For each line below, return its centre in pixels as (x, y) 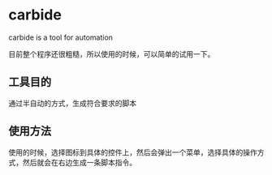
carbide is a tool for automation (61, 37)
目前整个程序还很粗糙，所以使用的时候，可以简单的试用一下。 (112, 53)
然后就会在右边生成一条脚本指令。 (79, 162)
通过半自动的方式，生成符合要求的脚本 (72, 103)
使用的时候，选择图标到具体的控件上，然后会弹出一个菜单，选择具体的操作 (133, 152)
